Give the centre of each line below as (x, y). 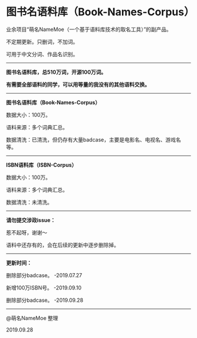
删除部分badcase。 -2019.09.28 (45, 300)
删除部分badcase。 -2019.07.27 (44, 275)
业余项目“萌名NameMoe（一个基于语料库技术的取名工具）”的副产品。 (89, 29)
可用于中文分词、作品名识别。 (42, 54)
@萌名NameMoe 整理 (32, 318)
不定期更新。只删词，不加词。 (42, 42)
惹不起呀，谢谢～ (27, 232)
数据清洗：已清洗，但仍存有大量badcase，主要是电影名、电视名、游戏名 (94, 139)
